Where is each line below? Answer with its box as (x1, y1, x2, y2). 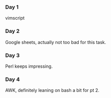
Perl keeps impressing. (5, 63, 53, 69)
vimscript (5, 15, 25, 21)
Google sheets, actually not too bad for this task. (5, 39, 106, 45)
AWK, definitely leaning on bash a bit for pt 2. (5, 87, 99, 93)
